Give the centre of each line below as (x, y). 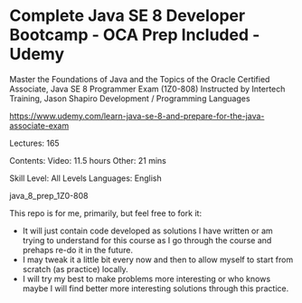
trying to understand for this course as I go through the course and (147, 240)
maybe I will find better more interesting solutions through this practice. (156, 288)
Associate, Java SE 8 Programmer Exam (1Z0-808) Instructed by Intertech (147, 89)
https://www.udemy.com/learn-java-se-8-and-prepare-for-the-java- (137, 116)
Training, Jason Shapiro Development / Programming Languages (130, 98)
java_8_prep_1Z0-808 (49, 195)
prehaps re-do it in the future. (78, 250)
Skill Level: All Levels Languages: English (85, 178)
